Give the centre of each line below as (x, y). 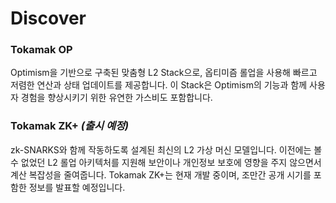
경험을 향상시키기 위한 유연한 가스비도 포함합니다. (116, 98)
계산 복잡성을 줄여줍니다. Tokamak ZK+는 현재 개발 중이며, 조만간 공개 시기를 (161, 174)
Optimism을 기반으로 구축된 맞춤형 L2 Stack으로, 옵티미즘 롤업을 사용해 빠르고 (164, 73)
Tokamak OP (41, 50)
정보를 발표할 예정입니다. (77, 187)
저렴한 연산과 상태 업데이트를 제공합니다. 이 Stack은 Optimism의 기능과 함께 (159, 85)
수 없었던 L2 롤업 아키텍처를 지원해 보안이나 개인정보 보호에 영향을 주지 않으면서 (166, 162)
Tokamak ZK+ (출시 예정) (70, 126)
